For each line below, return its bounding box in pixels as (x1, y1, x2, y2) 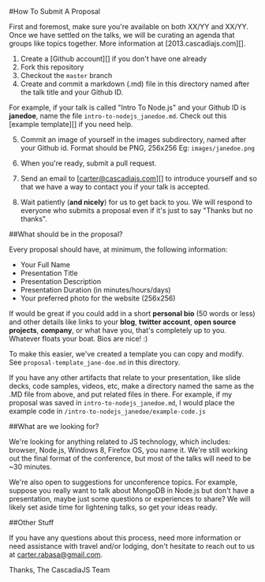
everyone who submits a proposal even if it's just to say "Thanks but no (20, 206, 253, 215)
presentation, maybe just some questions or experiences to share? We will (9, 494, 251, 503)
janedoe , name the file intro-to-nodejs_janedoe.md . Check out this (9, 111, 227, 121)
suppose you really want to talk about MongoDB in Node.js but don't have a (9, 486, 255, 495)
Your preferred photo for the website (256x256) (20, 293, 176, 303)
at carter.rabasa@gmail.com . (9, 550, 103, 559)
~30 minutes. (9, 462, 52, 472)
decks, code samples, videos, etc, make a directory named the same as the (9, 382, 255, 390)
